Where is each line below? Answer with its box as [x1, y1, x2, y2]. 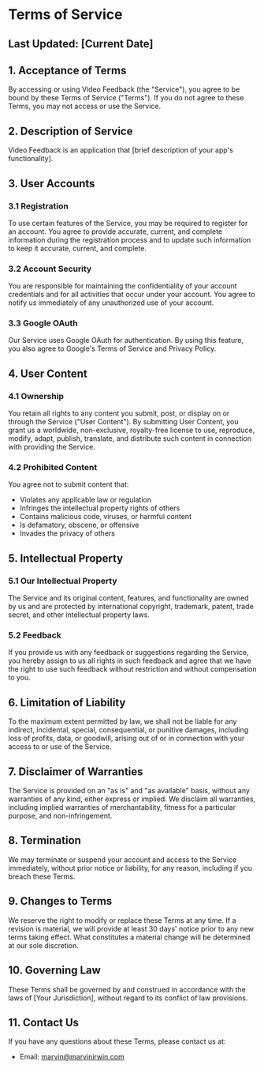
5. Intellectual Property [8, 551, 124, 565]
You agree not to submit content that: [8, 480, 129, 489]
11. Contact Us [8, 1015, 80, 1029]
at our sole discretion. [8, 940, 79, 950]
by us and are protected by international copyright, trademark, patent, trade [8, 602, 254, 612]
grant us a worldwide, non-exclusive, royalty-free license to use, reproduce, [8, 425, 255, 435]
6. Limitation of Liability [8, 695, 126, 709]
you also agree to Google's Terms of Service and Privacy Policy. [8, 344, 217, 353]
